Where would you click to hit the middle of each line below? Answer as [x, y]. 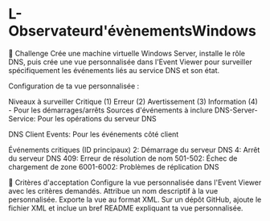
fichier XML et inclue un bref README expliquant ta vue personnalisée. [126, 208]
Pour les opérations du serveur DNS [97, 118]
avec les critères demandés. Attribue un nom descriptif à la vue [113, 190]
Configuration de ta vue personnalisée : [74, 86]
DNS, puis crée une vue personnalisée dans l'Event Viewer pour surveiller [131, 62]
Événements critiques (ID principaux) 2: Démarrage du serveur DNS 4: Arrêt [134, 149]
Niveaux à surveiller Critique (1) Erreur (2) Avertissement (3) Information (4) [133, 101]
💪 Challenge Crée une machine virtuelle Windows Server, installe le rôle [127, 53]
